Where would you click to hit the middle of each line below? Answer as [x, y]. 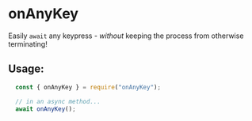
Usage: [27, 69]
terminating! [28, 43]
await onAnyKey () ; [46, 109]
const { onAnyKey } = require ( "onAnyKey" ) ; [88, 87]
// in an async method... [58, 101]
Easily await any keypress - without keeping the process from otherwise [126, 36]
